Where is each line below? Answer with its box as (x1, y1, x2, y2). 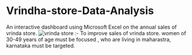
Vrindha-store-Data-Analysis (6, 4, 154, 18)
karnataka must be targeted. (6, 42, 75, 49)
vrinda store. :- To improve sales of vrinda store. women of (6, 29, 187, 36)
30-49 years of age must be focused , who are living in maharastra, (6, 36, 171, 43)
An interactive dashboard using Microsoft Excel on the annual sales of (6, 23, 177, 30)
